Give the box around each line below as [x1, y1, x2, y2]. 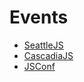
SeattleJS [23, 39, 64, 51]
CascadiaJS [23, 49, 74, 61]
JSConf [23, 60, 56, 72]
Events [9, 6, 69, 29]
